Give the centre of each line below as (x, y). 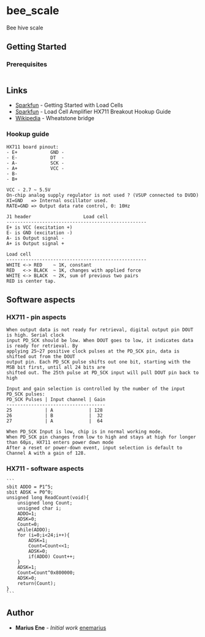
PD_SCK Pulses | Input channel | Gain (56, 400)
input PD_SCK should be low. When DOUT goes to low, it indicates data (100, 341)
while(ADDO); (34, 530)
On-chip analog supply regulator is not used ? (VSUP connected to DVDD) (103, 195)
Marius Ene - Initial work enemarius (60, 627)
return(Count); (37, 583)
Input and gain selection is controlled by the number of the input (96, 389)
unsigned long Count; (45, 503)
